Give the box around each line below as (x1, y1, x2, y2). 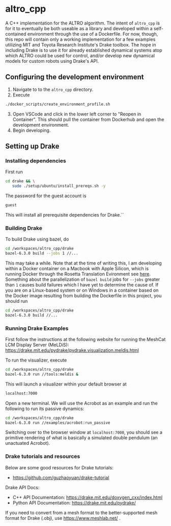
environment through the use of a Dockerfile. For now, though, (27, 31, 158, 37)
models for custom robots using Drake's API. (5, 58, 99, 64)
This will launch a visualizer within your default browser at (5, 381, 127, 387)
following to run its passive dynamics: (5, 405, 84, 412)
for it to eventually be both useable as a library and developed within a (5, 25, 153, 31)
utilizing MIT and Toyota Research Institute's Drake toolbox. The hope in (5, 41, 156, 47)
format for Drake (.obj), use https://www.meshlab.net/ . (5, 515, 121, 521)
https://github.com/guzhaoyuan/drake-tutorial (12, 474, 109, 481)
